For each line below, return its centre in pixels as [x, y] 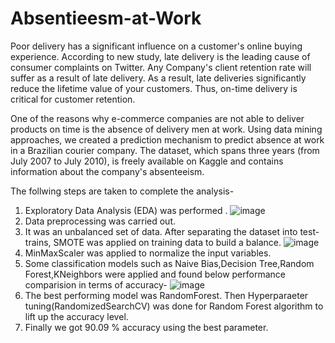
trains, [38, 242]
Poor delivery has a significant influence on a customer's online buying [156, 46]
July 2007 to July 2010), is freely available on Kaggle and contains [147, 161]
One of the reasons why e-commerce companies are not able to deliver [157, 118]
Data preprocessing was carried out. [100, 221]
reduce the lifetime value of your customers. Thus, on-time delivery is [154, 88]
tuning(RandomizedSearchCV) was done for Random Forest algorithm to [174, 306]
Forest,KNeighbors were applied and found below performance [155, 274]
